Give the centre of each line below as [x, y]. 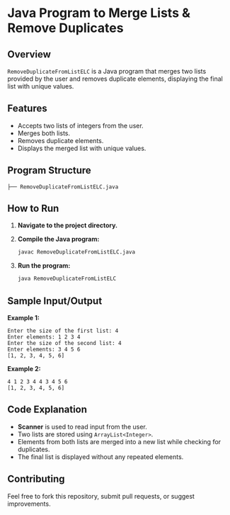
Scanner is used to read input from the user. [82, 426]
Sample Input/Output [55, 301]
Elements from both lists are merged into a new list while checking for [119, 441]
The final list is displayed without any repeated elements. [100, 457]
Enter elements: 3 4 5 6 [44, 349]
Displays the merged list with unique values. [82, 148]
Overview [29, 54]
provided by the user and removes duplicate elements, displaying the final [115, 79]
